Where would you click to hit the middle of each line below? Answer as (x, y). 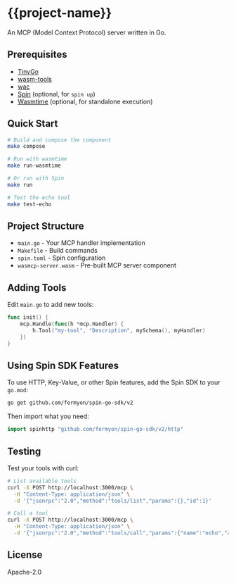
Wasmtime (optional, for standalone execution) (85, 101)
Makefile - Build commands (58, 251)
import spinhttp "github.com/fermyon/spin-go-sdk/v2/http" (96, 430)
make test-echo (29, 204)
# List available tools (42, 481)
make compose (26, 146)
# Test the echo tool (39, 198)
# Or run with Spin (36, 178)
